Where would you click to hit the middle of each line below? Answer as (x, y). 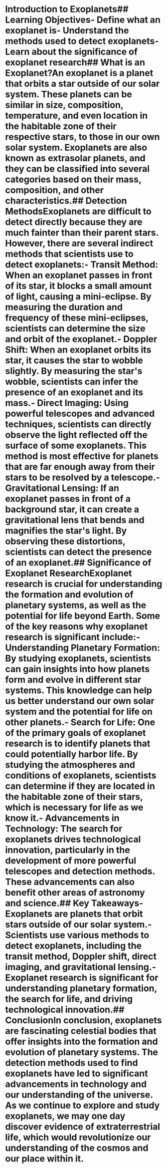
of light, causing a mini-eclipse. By (79, 297)
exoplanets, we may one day (65, 1116)
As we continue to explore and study (83, 1106)
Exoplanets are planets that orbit (74, 914)
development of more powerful (71, 861)
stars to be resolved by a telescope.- (83, 478)
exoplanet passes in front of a (68, 499)
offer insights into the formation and (82, 1042)
